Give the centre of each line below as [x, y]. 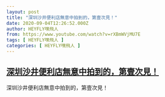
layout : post [23, 12]
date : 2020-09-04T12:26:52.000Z [47, 23]
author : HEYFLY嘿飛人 [32, 29]
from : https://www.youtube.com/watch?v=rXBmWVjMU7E [73, 35]
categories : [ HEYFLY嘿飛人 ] [43, 46]
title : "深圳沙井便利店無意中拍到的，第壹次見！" [62, 18]
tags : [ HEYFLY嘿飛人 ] [35, 40]
